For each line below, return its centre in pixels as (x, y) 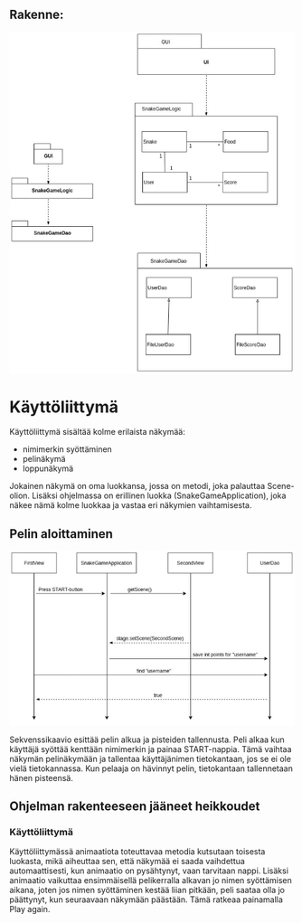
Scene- (280, 486)
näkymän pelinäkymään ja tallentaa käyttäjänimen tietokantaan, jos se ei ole (151, 758)
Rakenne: (37, 15)
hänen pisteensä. (42, 777)
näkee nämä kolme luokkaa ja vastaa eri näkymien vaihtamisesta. (131, 505)
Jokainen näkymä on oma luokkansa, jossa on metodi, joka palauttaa (137, 486)
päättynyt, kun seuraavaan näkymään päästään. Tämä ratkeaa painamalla (146, 899)
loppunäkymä (48, 468)
